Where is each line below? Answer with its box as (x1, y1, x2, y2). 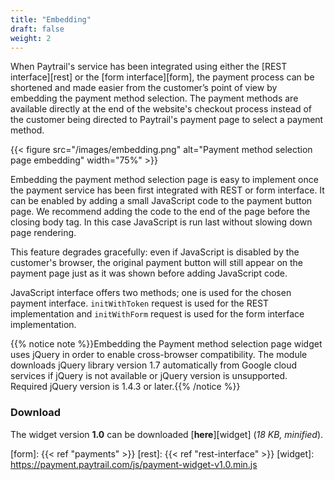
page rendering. (10, 227, 77, 239)
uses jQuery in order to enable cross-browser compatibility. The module (10, 349, 308, 361)
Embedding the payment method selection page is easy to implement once (10, 174, 319, 186)
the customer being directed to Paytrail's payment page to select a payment (10, 114, 324, 126)
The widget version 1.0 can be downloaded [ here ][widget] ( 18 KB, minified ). (10, 428, 324, 440)
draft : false (10, 24, 65, 34)
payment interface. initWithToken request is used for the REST (10, 297, 270, 310)
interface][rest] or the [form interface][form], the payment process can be (10, 71, 315, 83)
